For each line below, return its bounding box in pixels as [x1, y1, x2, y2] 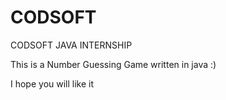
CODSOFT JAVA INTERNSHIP [10, 39, 133, 51]
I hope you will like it [10, 77, 95, 90]
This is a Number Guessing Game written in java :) [10, 58, 217, 70]
